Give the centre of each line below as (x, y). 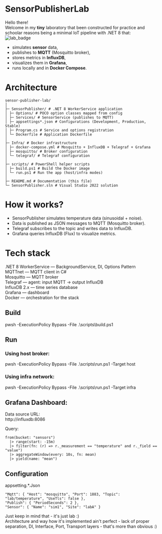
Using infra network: (30, 377)
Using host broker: (27, 353)
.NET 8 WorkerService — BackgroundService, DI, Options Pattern (70, 267)
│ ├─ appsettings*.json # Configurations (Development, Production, (76, 122)
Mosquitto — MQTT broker (32, 277)
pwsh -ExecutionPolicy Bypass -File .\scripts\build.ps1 (59, 324)
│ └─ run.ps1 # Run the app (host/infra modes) (54, 173)
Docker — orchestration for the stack (42, 298)
